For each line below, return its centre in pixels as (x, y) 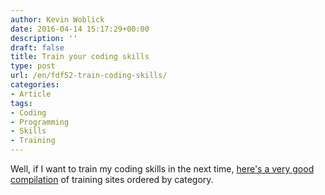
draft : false (37, 47)
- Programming (40, 122)
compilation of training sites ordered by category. (112, 179)
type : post (33, 66)
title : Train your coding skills (80, 57)
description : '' (44, 38)
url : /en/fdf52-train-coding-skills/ (89, 76)
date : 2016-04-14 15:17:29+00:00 (80, 29)
